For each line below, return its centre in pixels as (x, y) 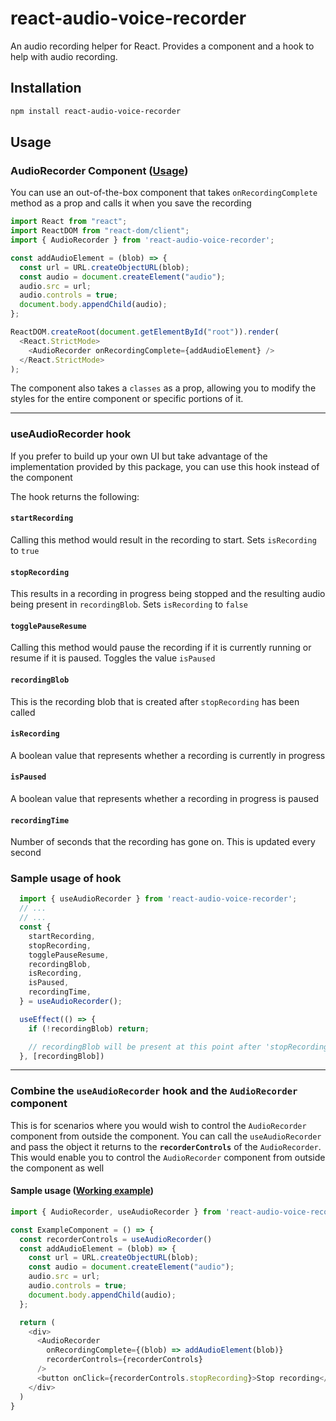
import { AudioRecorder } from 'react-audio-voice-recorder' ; (142, 240)
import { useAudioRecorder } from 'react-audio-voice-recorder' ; (158, 899)
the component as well (57, 1168)
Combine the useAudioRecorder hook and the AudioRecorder (154, 1091)
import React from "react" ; (69, 222)
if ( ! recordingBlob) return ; (89, 1028)
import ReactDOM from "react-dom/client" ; (100, 231)
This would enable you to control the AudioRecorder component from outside (168, 1157)
